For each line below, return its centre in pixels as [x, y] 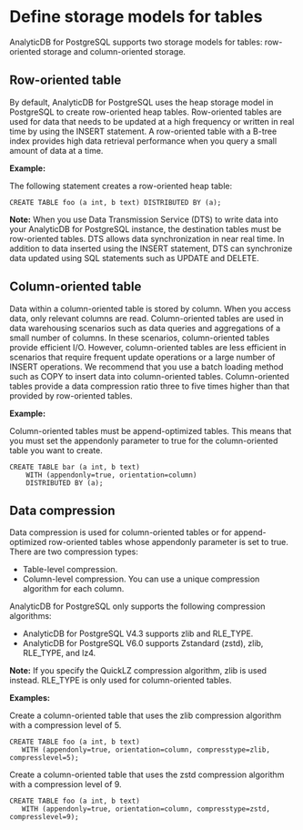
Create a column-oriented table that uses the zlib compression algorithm [146, 715]
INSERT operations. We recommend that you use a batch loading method [146, 367]
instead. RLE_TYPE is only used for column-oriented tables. [121, 681]
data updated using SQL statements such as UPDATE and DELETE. [134, 258]
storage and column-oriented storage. [114, 51]
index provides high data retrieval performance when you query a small [143, 141]
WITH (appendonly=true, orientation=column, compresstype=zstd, [146, 809]
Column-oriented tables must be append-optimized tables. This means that [151, 430]
